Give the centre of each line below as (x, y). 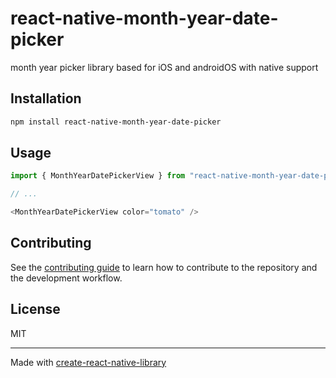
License (35, 309)
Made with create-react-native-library (88, 362)
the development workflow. (66, 278)
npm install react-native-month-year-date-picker (116, 122)
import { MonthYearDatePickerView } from (98, 176)
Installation (46, 98)
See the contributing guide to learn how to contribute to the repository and (164, 267)
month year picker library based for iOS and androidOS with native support (164, 67)
